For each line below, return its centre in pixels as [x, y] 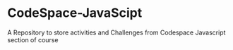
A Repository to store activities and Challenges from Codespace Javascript [116, 32]
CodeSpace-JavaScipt [75, 13]
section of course [33, 39]
